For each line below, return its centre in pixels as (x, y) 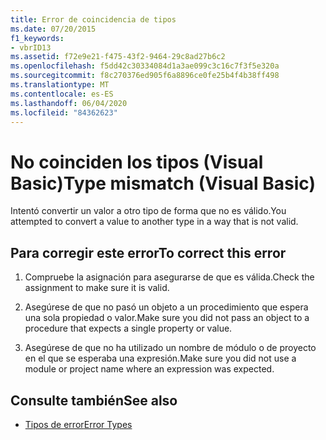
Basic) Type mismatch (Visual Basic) (163, 183)
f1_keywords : (37, 38)
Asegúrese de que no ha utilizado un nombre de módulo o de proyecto (170, 348)
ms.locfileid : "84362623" (64, 112)
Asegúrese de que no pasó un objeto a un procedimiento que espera (166, 307)
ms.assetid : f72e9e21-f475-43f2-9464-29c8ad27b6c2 (118, 57)
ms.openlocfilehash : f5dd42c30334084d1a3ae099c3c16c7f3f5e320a (145, 66)
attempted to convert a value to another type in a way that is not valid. (154, 222)
